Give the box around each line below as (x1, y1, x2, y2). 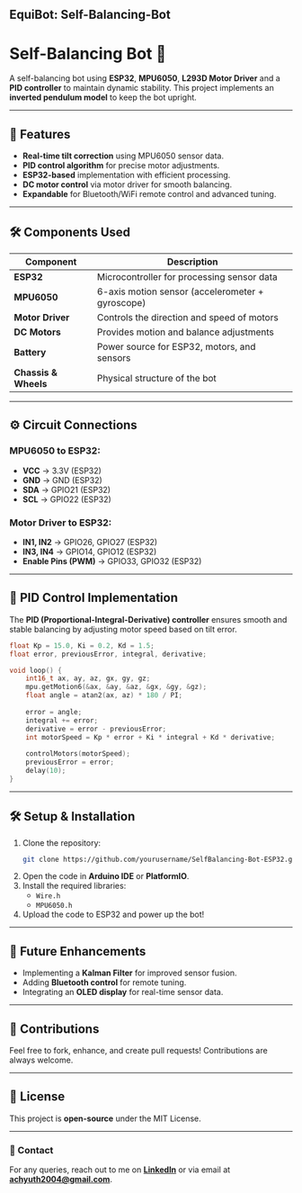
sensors (96, 351, 131, 363)
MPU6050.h (35, 901, 74, 910)
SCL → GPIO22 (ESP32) (22, 494, 112, 505)
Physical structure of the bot (96, 372, 218, 384)
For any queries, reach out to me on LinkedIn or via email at (9, 1164, 231, 1175)
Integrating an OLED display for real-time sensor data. (22, 987, 224, 998)
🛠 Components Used (9, 224, 131, 239)
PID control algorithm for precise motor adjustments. (22, 160, 220, 171)
